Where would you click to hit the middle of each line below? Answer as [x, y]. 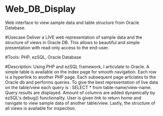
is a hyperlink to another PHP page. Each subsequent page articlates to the [81, 77]
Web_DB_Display [40, 9]
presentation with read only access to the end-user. [57, 47]
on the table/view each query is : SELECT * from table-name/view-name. [79, 87]
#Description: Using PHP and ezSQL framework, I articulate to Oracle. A [77, 67]
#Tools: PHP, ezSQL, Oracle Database [43, 57]
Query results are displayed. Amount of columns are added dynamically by [80, 93]
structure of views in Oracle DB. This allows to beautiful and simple [72, 42]
